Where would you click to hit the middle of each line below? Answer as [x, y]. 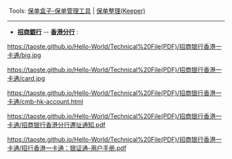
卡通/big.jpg [24, 55]
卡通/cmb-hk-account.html [46, 102]
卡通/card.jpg [26, 78]
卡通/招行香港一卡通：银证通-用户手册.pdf [67, 148]
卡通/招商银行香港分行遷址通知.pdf [56, 125]
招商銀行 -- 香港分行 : [48, 32]
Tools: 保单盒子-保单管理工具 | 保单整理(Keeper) [77, 11]
